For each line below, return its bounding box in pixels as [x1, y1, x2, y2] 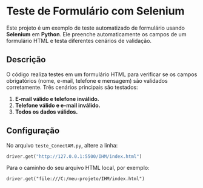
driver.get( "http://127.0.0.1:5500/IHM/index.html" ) [6, 153, 142, 160]
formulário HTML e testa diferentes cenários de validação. [6, 37, 152, 44]
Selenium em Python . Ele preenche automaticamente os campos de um [6, 30, 187, 37]
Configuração [6, 126, 60, 136]
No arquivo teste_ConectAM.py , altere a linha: [6, 141, 118, 149]
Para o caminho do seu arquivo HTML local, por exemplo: [6, 164, 150, 172]
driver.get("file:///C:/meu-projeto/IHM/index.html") [6, 176, 145, 182]
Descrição [6, 54, 46, 65]
